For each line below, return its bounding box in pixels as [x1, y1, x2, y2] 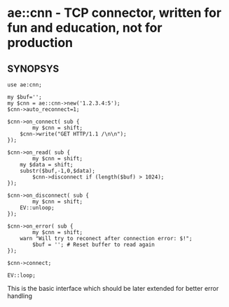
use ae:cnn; [7, 81, 42, 89]
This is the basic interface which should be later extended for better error [7, 285, 219, 292]
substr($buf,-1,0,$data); [20, 167, 96, 174]
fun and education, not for [7, 20, 162, 36]
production [7, 35, 74, 51]
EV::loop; [7, 272, 36, 279]
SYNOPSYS [7, 63, 60, 74]
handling [7, 292, 33, 300]
